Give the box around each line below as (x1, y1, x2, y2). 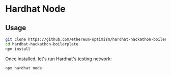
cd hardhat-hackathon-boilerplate (5, 41, 79, 46)
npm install (5, 46, 31, 52)
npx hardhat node (5, 65, 42, 70)
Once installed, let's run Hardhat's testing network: (5, 56, 112, 62)
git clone (5, 37, 26, 42)
